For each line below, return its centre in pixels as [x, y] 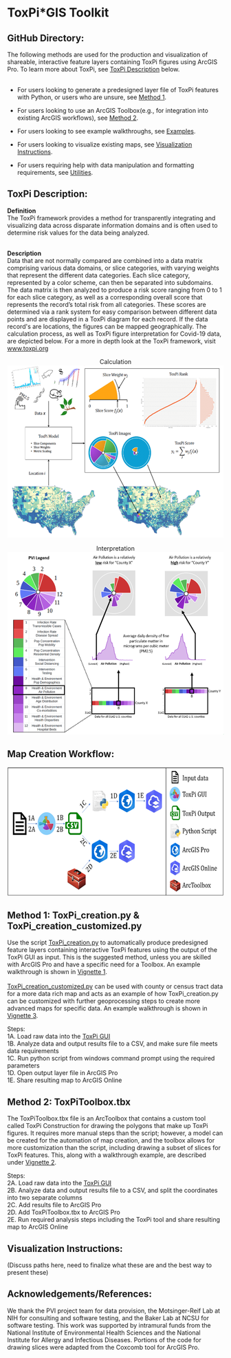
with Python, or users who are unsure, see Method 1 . [92, 97]
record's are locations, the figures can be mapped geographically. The [107, 326]
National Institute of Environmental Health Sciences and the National [104, 1333]
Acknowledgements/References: [80, 1294]
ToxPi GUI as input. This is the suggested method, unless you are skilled [109, 957]
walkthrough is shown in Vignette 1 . [57, 972]
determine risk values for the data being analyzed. [78, 233]
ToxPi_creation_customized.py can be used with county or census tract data [115, 986]
